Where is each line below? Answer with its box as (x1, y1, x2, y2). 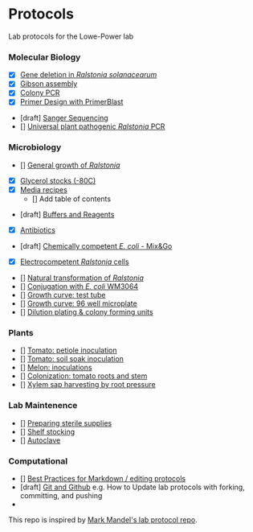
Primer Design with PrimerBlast (19, 97, 124, 107)
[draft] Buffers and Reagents (19, 209, 115, 219)
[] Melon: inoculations (19, 363, 92, 373)
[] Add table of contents (31, 194, 111, 204)
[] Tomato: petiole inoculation (19, 345, 118, 355)
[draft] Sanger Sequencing (19, 113, 108, 123)
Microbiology (8, 142, 62, 153)
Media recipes (19, 184, 68, 194)
